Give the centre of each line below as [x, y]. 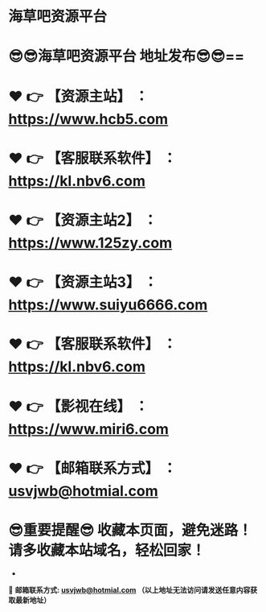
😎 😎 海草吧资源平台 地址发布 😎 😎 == [127, 56]
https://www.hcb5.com [88, 119]
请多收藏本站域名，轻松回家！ [107, 550]
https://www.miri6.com [88, 429]
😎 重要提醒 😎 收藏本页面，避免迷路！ [131, 530]
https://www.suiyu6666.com [108, 305]
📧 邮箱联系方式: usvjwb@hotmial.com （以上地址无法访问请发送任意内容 [129, 589]
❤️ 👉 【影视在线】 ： [78, 406]
